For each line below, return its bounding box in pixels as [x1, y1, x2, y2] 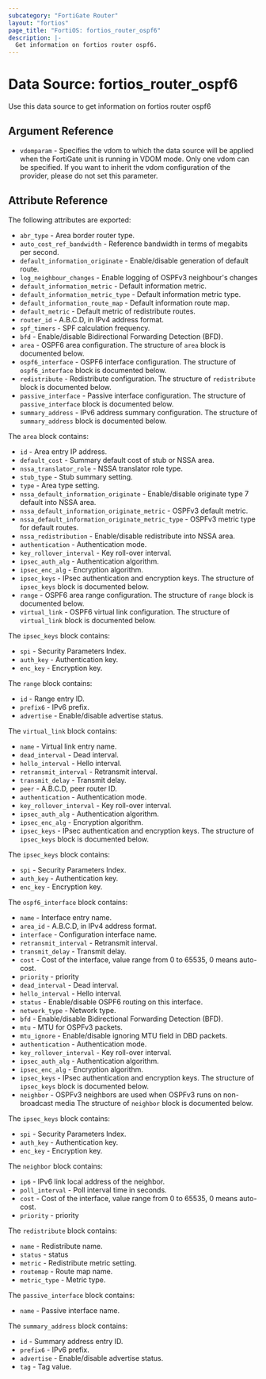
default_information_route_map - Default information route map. [19, 298, 230, 307]
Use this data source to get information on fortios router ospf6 [8, 102, 211, 111]
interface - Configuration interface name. [19, 930, 157, 939]
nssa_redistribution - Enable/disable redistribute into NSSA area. [19, 531, 236, 541]
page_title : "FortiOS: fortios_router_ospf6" [8, 26, 161, 34]
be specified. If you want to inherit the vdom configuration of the [19, 162, 231, 171]
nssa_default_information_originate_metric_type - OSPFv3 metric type [19, 514, 256, 524]
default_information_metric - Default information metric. [19, 281, 207, 291]
